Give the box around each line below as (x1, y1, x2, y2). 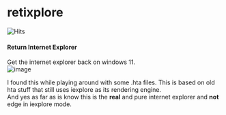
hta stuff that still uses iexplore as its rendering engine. (7, 86, 162, 94)
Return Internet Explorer (7, 43, 77, 51)
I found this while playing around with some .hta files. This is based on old (7, 78, 215, 86)
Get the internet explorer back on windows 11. (7, 58, 135, 66)
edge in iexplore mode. (7, 100, 72, 108)
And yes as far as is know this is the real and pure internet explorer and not (7, 93, 219, 101)
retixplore (7, 5, 63, 20)
